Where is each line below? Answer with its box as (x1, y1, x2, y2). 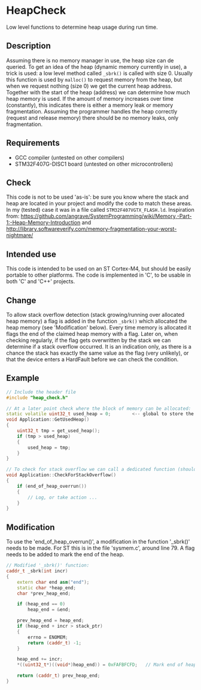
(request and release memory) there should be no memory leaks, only (6, 114, 179, 121)
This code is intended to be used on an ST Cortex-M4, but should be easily (6, 265, 191, 272)
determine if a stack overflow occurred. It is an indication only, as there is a (6, 343, 191, 350)
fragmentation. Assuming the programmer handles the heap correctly (6, 107, 178, 115)
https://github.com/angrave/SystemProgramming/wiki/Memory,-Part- (20, 212, 192, 220)
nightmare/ (6, 232, 33, 239)
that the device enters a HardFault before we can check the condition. (6, 356, 179, 363)
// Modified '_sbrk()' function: (6, 562, 90, 569)
